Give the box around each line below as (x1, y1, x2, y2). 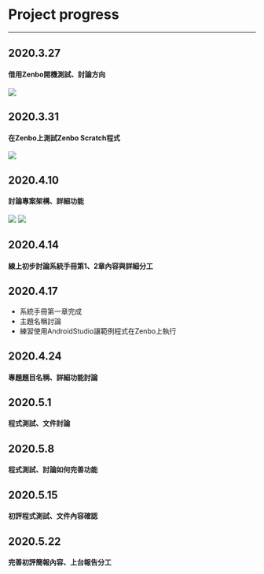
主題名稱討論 (19, 316, 61, 326)
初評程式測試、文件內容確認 (8, 511, 98, 521)
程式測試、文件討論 (8, 419, 71, 428)
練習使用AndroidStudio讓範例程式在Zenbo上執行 (19, 326, 177, 336)
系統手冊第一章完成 (19, 306, 82, 316)
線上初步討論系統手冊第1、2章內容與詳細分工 (8, 261, 153, 270)
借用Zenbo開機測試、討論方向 (8, 69, 106, 79)
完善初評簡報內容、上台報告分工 (8, 557, 112, 567)
